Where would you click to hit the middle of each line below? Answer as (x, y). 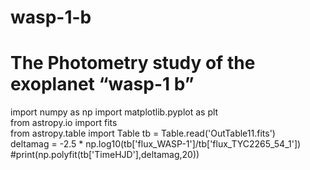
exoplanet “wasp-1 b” (102, 84)
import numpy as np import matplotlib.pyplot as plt (114, 112)
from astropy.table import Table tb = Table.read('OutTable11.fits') (143, 133)
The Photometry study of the (133, 63)
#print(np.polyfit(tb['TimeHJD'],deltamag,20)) (105, 155)
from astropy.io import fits (64, 123)
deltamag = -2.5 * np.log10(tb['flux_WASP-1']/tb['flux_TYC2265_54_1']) (156, 144)
